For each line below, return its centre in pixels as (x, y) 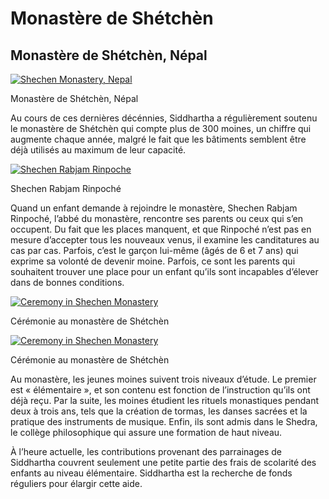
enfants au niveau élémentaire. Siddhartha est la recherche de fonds (151, 473)
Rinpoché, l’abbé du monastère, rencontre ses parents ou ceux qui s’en (157, 218)
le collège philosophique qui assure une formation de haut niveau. (146, 432)
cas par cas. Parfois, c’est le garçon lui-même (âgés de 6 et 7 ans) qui (154, 250)
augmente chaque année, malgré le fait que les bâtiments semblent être (158, 139)
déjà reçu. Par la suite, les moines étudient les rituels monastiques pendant (165, 400)
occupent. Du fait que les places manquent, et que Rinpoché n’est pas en (161, 229)
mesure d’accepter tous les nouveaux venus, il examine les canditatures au (165, 240)
